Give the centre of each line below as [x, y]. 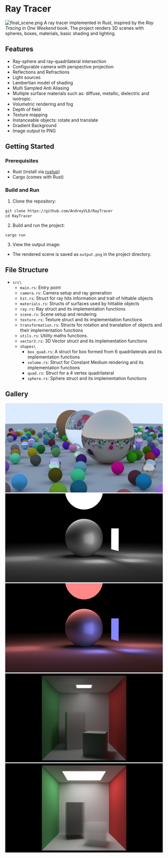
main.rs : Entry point [40, 288]
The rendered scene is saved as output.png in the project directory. [82, 254]
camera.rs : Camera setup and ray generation [66, 293]
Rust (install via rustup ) [36, 172]
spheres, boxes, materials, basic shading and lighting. [60, 33]
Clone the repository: [34, 201]
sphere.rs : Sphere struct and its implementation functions [87, 378]
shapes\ [28, 347]
